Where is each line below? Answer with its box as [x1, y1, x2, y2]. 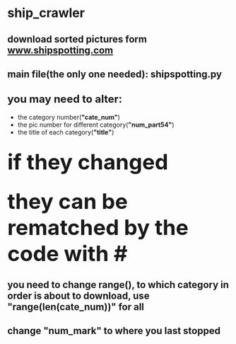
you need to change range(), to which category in [7, 278, 230, 291]
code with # [7, 239, 128, 267]
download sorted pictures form [7, 33, 147, 45]
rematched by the [7, 214, 189, 241]
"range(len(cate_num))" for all [7, 301, 145, 313]
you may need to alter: [7, 92, 122, 106]
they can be [7, 188, 129, 214]
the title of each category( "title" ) [17, 127, 114, 136]
